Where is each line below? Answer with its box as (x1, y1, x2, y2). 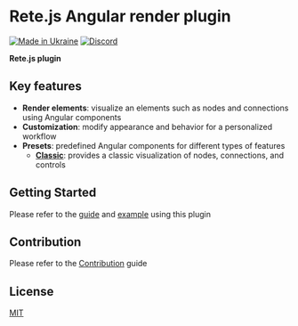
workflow (21, 131, 57, 142)
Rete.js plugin (9, 53, 62, 63)
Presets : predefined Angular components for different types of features (21, 140, 286, 151)
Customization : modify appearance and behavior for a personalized (21, 121, 273, 132)
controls (35, 159, 67, 170)
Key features (9, 78, 82, 94)
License (9, 283, 54, 299)
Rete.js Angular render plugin (9, 6, 231, 27)
